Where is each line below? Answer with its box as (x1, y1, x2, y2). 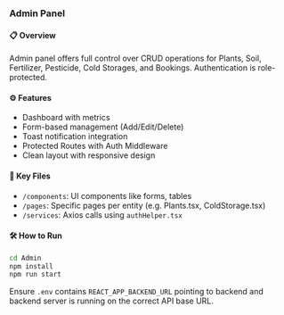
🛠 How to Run (9, 230, 62, 241)
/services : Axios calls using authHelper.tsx (21, 209, 183, 220)
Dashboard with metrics (21, 112, 110, 123)
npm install (9, 261, 53, 270)
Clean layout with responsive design (21, 150, 156, 161)
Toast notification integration (21, 131, 128, 142)
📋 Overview (9, 29, 56, 40)
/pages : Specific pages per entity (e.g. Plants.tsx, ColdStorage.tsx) (21, 200, 266, 211)
